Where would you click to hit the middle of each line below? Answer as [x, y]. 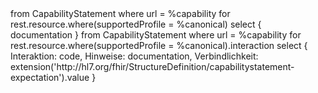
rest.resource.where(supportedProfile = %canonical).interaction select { [159, 45]
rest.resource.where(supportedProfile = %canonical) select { [136, 24]
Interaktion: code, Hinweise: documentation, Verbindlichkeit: [134, 56]
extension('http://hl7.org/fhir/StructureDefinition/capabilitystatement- [152, 66]
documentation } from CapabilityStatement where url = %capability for [156, 35]
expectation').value [50, 77]
